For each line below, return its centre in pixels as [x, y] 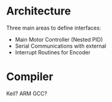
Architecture [39, 11]
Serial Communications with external [61, 46]
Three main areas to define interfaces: [54, 28]
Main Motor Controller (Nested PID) [59, 39]
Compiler [30, 77]
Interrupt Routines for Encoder [53, 52]
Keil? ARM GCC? [27, 93]
